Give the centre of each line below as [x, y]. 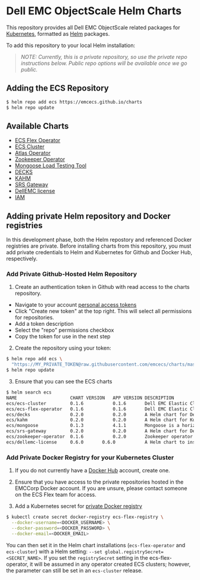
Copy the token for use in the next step [62, 336]
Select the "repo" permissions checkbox [64, 330]
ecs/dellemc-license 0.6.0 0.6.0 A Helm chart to [96, 442]
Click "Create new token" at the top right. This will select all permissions [103, 311]
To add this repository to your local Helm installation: [71, 45]
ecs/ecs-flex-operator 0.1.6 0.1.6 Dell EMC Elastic [97, 409]
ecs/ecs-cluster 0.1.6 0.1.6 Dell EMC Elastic [97, 403]
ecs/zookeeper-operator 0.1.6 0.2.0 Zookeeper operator [100, 437]
